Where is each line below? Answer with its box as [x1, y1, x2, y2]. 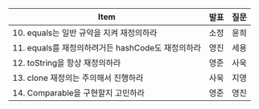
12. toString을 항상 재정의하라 [12, 58, 121, 68]
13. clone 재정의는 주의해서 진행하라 [12, 72, 144, 83]
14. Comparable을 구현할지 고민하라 [12, 87, 145, 99]
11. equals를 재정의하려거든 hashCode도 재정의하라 [12, 42, 201, 53]
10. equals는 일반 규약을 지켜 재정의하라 [12, 27, 158, 38]
